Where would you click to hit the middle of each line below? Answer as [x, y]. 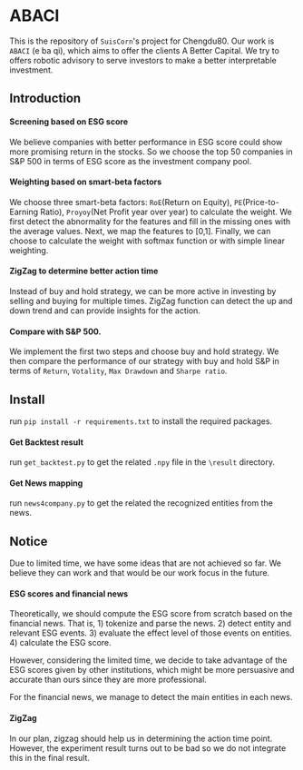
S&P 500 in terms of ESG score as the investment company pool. [131, 161]
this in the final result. [50, 757]
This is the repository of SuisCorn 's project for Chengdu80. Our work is [142, 41]
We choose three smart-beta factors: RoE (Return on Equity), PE [126, 202]
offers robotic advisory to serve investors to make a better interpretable [143, 60]
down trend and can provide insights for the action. [105, 311]
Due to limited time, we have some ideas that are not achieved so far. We [145, 563]
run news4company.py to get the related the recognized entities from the [142, 503]
